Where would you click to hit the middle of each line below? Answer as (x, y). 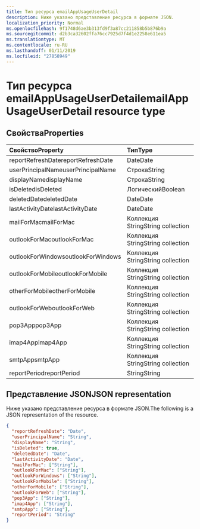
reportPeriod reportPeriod (45, 373)
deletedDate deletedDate (43, 199)
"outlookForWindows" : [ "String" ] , (54, 476)
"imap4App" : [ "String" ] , (42, 504)
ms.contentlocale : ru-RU (37, 45)
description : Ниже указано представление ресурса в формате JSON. (90, 17)
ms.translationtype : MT (36, 39)
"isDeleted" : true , (36, 448)
